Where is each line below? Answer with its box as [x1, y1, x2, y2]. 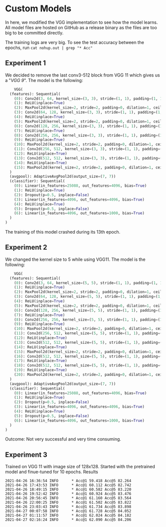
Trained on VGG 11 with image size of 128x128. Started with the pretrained [5, 464, 156, 470]
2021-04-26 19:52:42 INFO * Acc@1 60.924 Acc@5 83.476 [5, 491, 132, 496]
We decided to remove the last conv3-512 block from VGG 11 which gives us [5, 72, 160, 78]
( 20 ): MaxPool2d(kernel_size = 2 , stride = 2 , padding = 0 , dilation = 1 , [14, 372, 154, 377]
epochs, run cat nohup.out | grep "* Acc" [5, 44, 93, 50]
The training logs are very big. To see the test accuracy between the [5, 39, 144, 45]
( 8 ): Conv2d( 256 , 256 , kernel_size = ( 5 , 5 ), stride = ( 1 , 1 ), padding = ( [14, 317, 161, 322]
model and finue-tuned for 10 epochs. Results [5, 469, 98, 475]
